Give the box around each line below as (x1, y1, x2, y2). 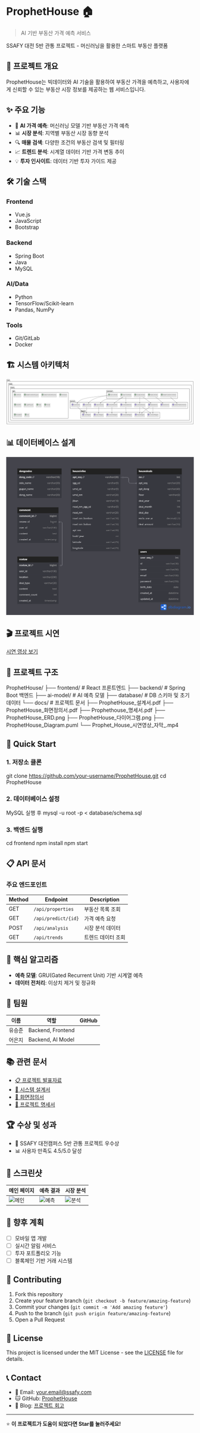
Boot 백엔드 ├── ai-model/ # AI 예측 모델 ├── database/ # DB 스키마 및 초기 (6, 691, 190, 699)
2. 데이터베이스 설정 (6, 794, 60, 803)
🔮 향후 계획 (6, 1217, 45, 1228)
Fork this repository (14, 1290, 63, 1297)
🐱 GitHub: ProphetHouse (14, 1395, 77, 1402)
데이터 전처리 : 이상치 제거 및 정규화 (14, 979, 96, 986)
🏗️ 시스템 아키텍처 (6, 360, 70, 370)
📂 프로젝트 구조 (6, 667, 58, 677)
